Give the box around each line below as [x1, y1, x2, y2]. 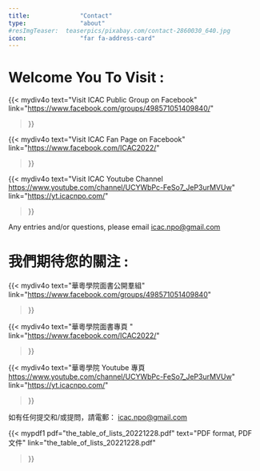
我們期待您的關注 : [8, 253, 129, 271]
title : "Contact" [8, 11, 113, 20]
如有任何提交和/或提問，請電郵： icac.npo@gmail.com [8, 413, 188, 422]
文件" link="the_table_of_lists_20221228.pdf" [8, 438, 156, 448]
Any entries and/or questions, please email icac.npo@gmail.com [8, 222, 221, 232]
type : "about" [8, 19, 106, 27]
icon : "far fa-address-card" [8, 34, 156, 42]
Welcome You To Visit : [8, 69, 165, 87]
